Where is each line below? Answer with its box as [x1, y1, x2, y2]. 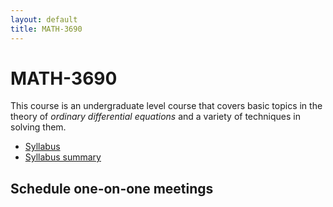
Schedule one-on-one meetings [10, 180, 214, 197]
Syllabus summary [24, 151, 102, 163]
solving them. [10, 121, 67, 133]
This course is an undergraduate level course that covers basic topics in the [10, 100, 323, 112]
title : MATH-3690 [10, 24, 83, 34]
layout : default [10, 14, 78, 25]
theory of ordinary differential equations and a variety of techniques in [10, 111, 301, 123]
